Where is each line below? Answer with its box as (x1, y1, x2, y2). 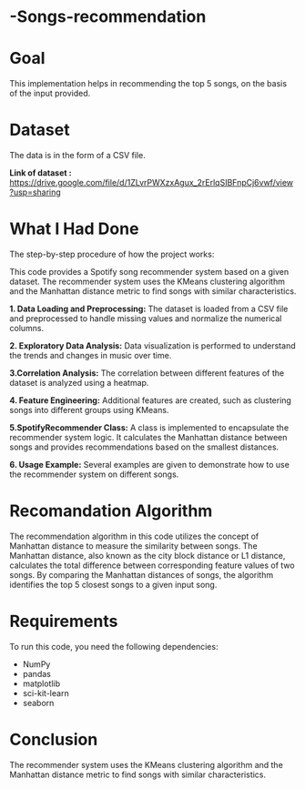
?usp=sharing (9, 187, 61, 197)
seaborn (22, 697, 55, 708)
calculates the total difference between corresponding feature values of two (9, 560, 295, 571)
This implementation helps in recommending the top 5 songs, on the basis (9, 78, 288, 89)
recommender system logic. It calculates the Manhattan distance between (9, 432, 288, 442)
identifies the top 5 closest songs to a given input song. (9, 579, 218, 590)
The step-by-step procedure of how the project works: (9, 248, 215, 259)
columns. (9, 323, 45, 333)
